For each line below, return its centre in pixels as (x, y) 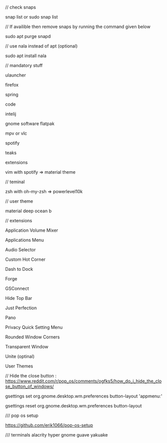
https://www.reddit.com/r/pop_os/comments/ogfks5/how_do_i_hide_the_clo (83, 381)
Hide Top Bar (19, 298)
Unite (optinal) (20, 356)
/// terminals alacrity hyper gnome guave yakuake (56, 435)
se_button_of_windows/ (30, 386)
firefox (12, 85)
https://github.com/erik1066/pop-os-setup (49, 425)
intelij (11, 114)
